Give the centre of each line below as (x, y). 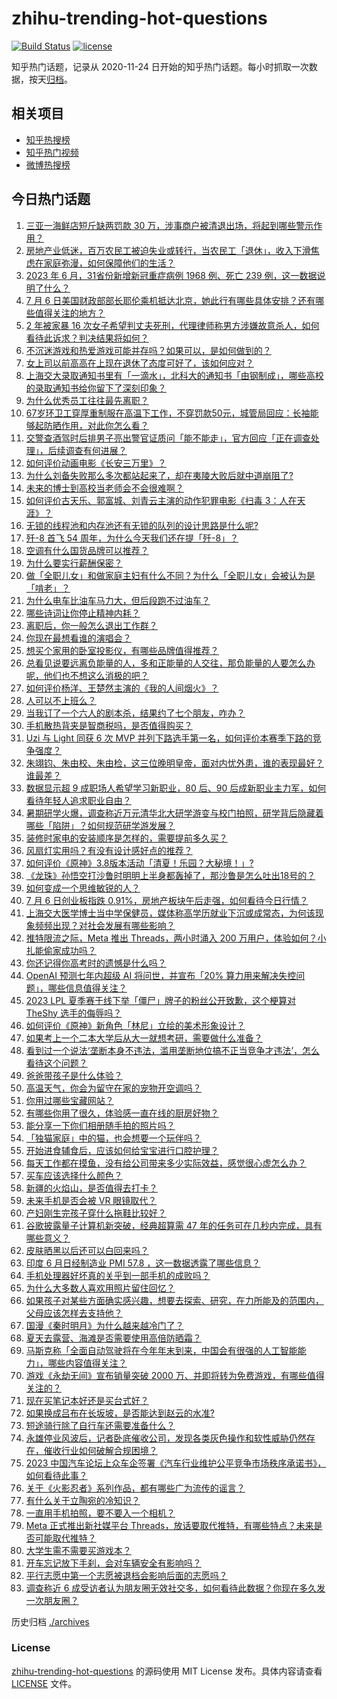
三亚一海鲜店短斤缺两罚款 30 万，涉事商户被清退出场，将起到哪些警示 (169, 225)
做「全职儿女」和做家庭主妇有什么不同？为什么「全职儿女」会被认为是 (170, 575)
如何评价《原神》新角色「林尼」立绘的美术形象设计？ (135, 1025)
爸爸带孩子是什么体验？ (74, 1075)
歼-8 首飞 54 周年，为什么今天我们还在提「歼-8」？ (132, 538)
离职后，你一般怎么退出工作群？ (91, 625)
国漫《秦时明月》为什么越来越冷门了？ (104, 1325)
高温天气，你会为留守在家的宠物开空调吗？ (113, 1088)
